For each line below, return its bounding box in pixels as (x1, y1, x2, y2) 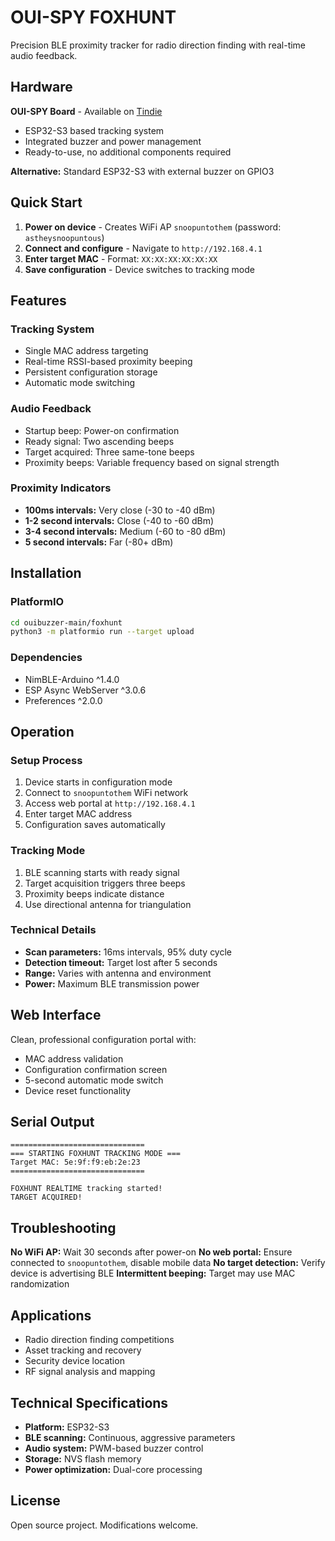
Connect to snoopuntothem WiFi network (24, 787, 189, 799)
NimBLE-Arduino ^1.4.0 (24, 673, 120, 685)
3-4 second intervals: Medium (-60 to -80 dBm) (24, 525, 227, 537)
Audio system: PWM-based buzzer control (24, 1442, 204, 1454)
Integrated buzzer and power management (24, 135, 202, 147)
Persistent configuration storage (24, 366, 158, 378)
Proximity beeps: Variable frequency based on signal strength (24, 456, 280, 468)
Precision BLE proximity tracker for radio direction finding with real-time (10, 39, 307, 51)
